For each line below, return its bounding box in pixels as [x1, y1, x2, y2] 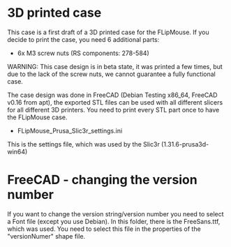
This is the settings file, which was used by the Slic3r [7, 140, 161, 148]
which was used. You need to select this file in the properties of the [7, 225, 201, 233]
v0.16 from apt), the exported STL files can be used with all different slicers [7, 98, 223, 106]
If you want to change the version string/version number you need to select [7, 209, 225, 218]
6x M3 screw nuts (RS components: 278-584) [17, 49, 149, 57]
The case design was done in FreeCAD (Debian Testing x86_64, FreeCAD [7, 91, 218, 99]
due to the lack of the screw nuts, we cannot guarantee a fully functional [7, 70, 216, 78]
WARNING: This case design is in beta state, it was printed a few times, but [7, 62, 223, 70]
